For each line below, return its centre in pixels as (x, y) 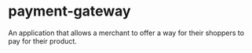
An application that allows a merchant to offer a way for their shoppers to (126, 33)
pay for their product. (42, 41)
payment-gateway (69, 11)
